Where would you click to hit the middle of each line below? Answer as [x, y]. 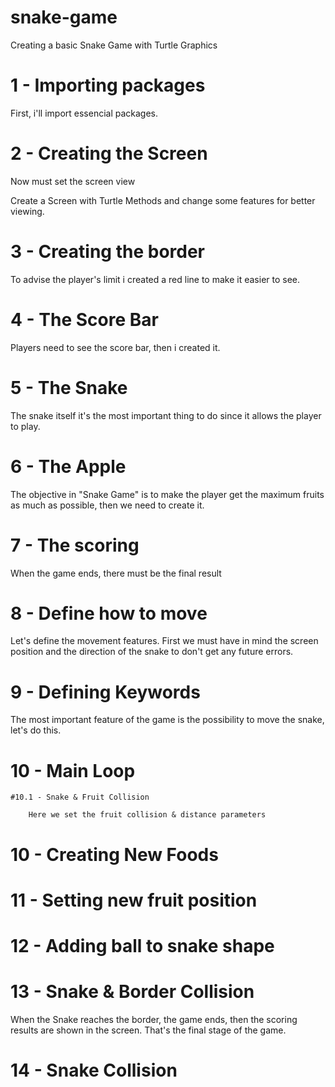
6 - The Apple [68, 466]
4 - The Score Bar [84, 319]
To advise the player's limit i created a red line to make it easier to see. [155, 279]
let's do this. [36, 730]
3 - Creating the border [108, 252]
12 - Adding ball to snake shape [142, 945]
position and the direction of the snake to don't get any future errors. [152, 652]
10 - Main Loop [73, 770]
